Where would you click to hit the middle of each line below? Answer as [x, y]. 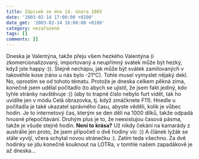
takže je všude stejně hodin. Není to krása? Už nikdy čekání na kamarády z [98, 125]
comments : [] [22, 39]
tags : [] [17, 34]
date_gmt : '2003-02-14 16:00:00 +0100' [56, 23]
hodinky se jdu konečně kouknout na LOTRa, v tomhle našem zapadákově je [99, 144]
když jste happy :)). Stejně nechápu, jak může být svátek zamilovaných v [95, 69]
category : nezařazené [33, 28]
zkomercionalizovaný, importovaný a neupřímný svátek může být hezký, [94, 62]
